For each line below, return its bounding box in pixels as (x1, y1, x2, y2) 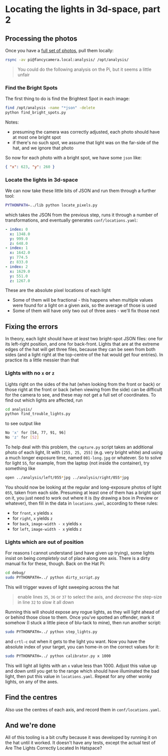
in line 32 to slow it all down (17, 599, 74, 605)
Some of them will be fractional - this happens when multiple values (12, 297, 153, 303)
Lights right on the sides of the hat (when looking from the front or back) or (5, 381, 160, 387)
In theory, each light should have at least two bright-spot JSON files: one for (5, 336, 163, 342)
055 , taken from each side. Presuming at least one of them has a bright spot (5, 489, 161, 496)
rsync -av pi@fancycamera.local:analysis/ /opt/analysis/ (5, 57, 129, 62)
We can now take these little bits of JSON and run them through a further (5, 187, 156, 194)
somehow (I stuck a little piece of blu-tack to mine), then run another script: (5, 620, 161, 625)
